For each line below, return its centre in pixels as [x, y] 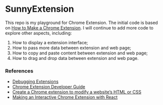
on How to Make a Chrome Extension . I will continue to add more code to [79, 27]
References [19, 71]
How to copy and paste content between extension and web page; [80, 53]
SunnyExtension [40, 9]
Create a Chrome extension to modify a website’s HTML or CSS [77, 92]
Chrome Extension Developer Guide [49, 87]
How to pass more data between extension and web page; [72, 48]
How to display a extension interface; [50, 42]
